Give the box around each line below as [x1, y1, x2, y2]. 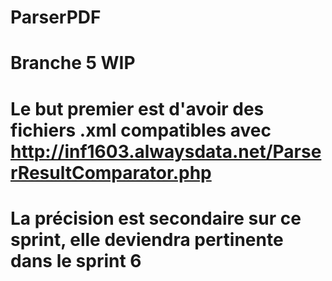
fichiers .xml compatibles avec [10, 119, 272, 141]
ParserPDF [10, 6, 102, 29]
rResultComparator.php [10, 161, 212, 184]
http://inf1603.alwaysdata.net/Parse [10, 140, 322, 163]
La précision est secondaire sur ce [10, 207, 302, 230]
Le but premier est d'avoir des [10, 97, 265, 120]
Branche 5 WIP [10, 52, 136, 75]
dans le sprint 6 [10, 249, 142, 272]
